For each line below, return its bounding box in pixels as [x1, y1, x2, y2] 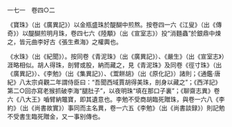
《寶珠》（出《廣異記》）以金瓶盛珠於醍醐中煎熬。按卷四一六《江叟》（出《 [7, 21, 216, 29]
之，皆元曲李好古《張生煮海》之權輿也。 [7, 38, 122, 46]
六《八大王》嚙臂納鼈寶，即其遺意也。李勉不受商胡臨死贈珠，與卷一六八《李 [7, 95, 225, 103]
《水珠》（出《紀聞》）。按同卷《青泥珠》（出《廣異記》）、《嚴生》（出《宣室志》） [7, 52, 225, 60]
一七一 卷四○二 [7, 6, 55, 14]
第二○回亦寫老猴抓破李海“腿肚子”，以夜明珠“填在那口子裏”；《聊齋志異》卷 [7, 86, 220, 95]
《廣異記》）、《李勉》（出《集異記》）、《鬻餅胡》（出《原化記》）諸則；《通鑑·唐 [7, 69, 221, 78]
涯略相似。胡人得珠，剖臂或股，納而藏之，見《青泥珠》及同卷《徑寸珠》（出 [7, 61, 222, 69]
